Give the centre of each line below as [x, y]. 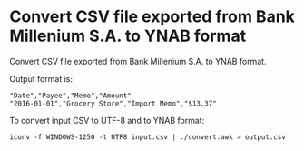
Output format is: [41, 78]
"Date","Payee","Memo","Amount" [70, 96]
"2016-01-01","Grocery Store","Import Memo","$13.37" [113, 103]
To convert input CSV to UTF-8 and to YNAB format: [107, 120]
